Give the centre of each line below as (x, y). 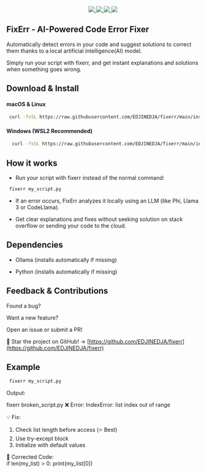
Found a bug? (24, 306)
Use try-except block (42, 439)
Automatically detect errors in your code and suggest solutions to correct (99, 44)
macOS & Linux (26, 104)
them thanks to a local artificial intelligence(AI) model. (74, 51)
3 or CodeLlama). (37, 207)
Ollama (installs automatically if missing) (66, 260)
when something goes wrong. (44, 69)
